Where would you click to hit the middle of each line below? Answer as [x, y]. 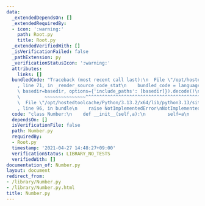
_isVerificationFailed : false [50, 52]
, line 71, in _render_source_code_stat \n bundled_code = [96, 86]
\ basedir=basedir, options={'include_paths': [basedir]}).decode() [106, 91]
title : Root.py [37, 40]
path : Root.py [35, 35]
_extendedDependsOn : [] [42, 18]
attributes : [27, 69]
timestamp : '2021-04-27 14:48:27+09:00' [64, 148]
